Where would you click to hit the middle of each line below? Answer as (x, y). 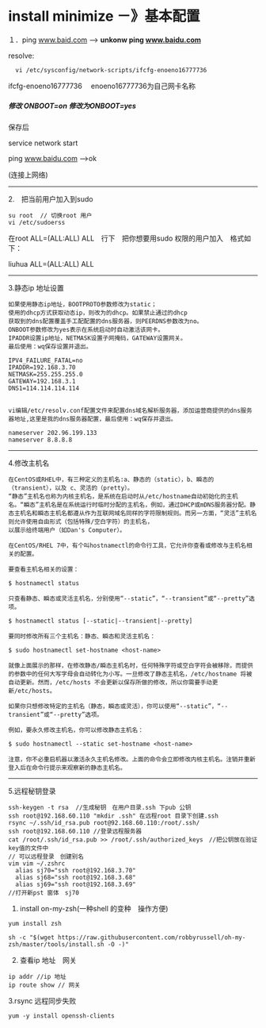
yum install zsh (35, 923)
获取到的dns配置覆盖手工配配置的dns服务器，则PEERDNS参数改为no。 (106, 321)
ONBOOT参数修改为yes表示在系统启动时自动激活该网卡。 (86, 329)
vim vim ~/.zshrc (37, 863)
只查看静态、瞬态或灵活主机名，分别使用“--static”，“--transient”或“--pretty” (129, 599)
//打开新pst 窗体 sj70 (44, 893)
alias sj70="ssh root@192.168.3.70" (76, 870)
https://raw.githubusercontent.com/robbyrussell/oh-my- (152, 938)
